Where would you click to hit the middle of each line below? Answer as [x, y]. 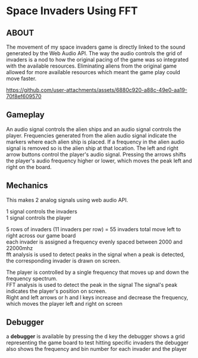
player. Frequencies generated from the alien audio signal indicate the [91, 135]
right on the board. [29, 167]
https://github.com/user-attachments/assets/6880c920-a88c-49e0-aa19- [97, 90]
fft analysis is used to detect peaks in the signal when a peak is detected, [95, 254]
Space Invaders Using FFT [72, 11]
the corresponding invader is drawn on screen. [63, 260]
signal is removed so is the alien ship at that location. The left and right [92, 148]
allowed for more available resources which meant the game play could [93, 72]
